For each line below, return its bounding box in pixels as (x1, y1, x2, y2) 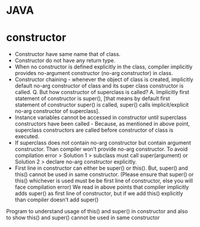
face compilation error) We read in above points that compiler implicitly (14, 184, 189, 191)
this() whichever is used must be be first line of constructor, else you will (14, 177, 193, 185)
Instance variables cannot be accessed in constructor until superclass (14, 114, 187, 121)
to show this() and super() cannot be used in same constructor (6, 214, 160, 221)
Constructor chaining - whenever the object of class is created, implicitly (14, 76, 193, 83)
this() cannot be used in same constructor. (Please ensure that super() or (14, 171, 194, 178)
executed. (14, 133, 40, 140)
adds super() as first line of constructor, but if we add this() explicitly (14, 190, 183, 197)
